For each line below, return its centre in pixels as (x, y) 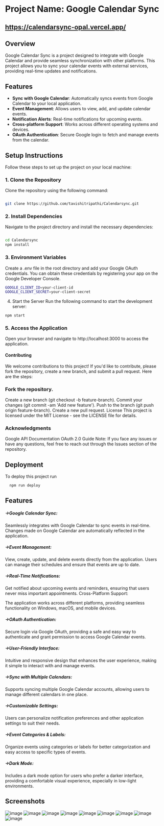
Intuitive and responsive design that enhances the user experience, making (81, 660)
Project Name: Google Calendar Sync (82, 9)
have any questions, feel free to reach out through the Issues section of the (81, 444)
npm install (17, 245)
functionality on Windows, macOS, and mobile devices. (61, 608)
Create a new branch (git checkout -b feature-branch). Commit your (74, 400)
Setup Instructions (34, 155)
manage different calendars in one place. (47, 695)
